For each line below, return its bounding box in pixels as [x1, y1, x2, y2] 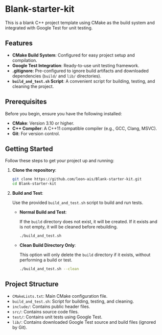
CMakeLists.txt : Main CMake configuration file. [12, 293, 108, 299]
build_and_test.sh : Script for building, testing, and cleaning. [12, 298, 134, 304]
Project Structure [5, 280, 59, 288]
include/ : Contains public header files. [12, 303, 91, 309]
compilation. [12, 57, 38, 63]
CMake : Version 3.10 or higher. [12, 120, 74, 126]
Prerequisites [5, 98, 47, 106]
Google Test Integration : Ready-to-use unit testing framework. [12, 62, 139, 68]
